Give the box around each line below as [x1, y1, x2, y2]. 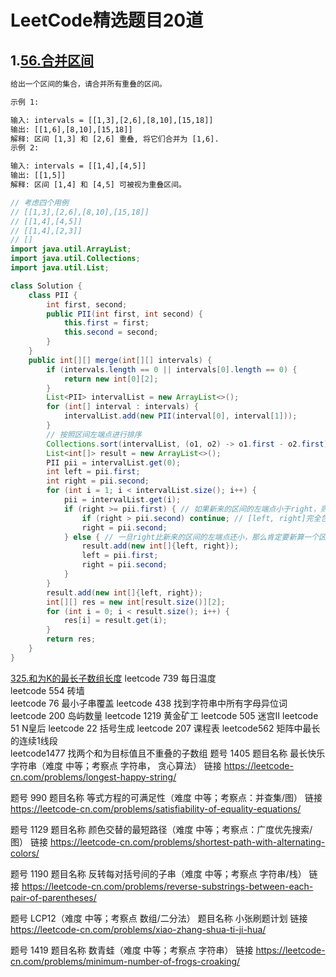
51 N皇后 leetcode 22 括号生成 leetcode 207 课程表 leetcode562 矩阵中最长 [10, 722, 321, 734]
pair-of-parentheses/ [10, 891, 97, 903]
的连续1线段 [10, 734, 58, 746]
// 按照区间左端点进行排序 [46, 429, 142, 440]
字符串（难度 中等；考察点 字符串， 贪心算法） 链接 [10, 759, 222, 771]
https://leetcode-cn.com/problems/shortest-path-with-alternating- [49, 836, 326, 848]
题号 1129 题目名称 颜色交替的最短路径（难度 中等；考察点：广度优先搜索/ [10, 823, 313, 835]
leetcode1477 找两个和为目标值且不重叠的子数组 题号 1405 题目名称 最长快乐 [10, 747, 326, 759]
